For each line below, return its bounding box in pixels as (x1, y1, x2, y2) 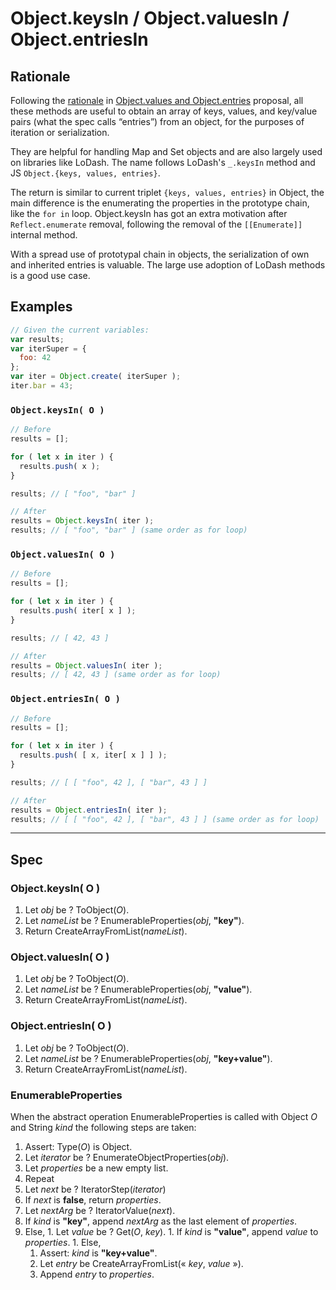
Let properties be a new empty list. (24, 1162, 169, 1174)
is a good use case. (10, 270, 91, 281)
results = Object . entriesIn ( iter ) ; (10, 805, 168, 815)
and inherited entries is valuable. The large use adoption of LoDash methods (10, 259, 326, 271)
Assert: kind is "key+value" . (39, 1247, 158, 1259)
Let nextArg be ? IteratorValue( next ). (24, 1205, 176, 1217)
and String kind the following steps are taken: (10, 1122, 197, 1134)
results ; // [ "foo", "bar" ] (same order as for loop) (10, 525, 248, 536)
